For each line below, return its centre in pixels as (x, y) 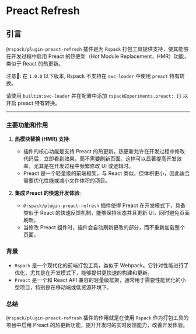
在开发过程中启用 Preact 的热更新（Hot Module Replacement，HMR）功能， (98, 56)
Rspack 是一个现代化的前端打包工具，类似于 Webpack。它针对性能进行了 (101, 265)
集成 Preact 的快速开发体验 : (48, 193)
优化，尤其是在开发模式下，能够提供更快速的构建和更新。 (83, 273)
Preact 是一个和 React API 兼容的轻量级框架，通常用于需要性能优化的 (97, 280)
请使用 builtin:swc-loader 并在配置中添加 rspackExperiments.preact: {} (94, 96)
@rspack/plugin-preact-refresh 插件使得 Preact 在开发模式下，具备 (104, 205)
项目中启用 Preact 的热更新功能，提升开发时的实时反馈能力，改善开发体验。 (97, 325)
